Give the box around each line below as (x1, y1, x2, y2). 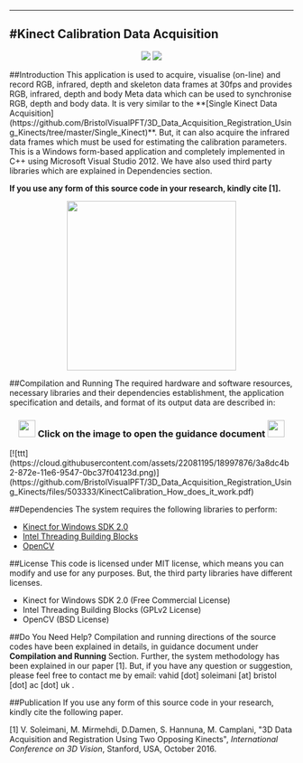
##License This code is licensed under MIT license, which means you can (9, 558, 284, 570)
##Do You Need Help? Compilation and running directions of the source (9, 632, 277, 643)
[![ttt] (9, 448, 29, 459)
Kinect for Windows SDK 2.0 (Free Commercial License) (22, 595, 231, 606)
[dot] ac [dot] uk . (9, 680, 75, 691)
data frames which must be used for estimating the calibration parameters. (9, 137, 287, 147)
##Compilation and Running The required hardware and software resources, (9, 377, 293, 389)
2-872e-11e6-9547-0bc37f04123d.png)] (9, 467, 160, 478)
